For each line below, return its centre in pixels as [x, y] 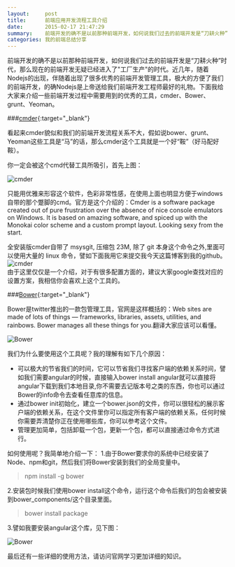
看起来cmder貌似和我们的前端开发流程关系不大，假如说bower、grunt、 [110, 133]
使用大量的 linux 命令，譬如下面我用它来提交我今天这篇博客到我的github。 [120, 255]
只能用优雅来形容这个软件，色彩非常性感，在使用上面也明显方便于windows [115, 194]
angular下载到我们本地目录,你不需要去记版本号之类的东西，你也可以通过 [121, 386]
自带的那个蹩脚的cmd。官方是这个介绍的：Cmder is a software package [111, 202]
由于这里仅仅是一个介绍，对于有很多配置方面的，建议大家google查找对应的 [115, 272]
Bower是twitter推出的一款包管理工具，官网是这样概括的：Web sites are [109, 309]
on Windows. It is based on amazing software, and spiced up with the [107, 218]
